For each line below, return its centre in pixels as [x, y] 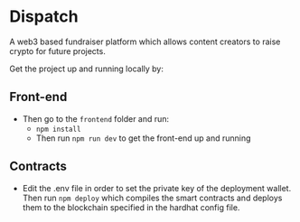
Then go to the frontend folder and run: [96, 118]
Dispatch [44, 17]
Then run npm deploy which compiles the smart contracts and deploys [152, 198]
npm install [58, 129]
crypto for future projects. [57, 51]
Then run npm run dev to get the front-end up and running [143, 138]
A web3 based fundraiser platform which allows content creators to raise [145, 42]
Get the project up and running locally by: [87, 69]
